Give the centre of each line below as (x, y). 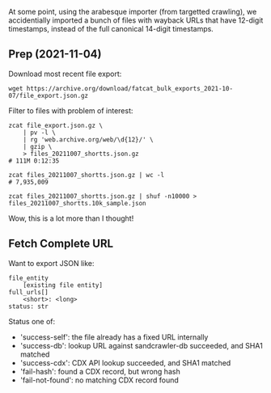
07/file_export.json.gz (49, 95)
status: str (28, 306)
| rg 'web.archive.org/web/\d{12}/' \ (88, 139)
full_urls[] (28, 292)
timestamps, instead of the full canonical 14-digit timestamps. (111, 29)
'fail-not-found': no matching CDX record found (100, 380)
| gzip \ (38, 146)
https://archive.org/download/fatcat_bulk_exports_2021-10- (129, 88)
